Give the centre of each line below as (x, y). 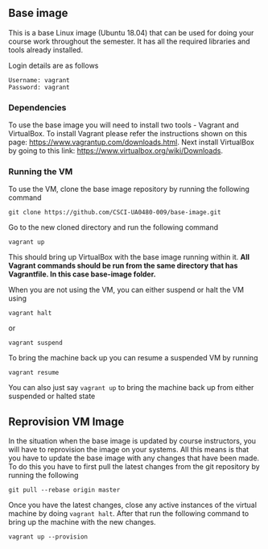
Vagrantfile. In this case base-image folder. (82, 274)
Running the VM (41, 172)
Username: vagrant (39, 80)
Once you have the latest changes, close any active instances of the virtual (133, 505)
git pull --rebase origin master (64, 490)
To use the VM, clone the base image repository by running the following (129, 189)
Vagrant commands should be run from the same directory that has (123, 266)
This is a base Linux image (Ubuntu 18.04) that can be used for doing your (131, 32)
